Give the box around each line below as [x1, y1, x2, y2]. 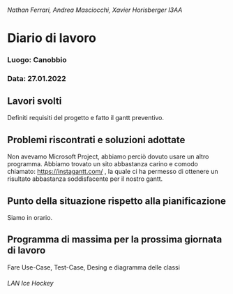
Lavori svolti [7, 95, 62, 108]
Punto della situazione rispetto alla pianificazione [7, 195, 227, 207]
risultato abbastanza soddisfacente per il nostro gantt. [7, 175, 163, 183]
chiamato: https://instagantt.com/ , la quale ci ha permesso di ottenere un [7, 168, 218, 176]
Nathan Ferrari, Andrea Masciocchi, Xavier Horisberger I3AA [7, 6, 183, 14]
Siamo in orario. [7, 214, 53, 222]
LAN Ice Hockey [7, 279, 54, 288]
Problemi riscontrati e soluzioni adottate [7, 133, 186, 146]
